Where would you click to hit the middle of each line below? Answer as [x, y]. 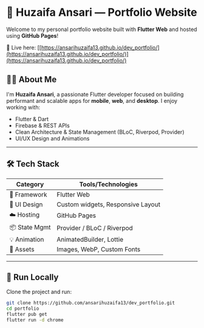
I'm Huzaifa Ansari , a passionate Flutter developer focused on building [95, 94]
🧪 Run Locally [32, 277]
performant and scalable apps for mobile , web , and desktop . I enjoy [92, 100]
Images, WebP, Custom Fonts [99, 249]
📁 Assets [22, 249]
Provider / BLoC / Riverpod [95, 228]
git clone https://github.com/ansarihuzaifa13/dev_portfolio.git [90, 303]
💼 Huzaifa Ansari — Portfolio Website [102, 12]
